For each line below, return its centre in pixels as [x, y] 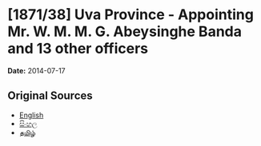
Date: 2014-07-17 [36, 70]
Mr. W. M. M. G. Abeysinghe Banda [124, 32]
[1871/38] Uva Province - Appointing [130, 15]
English [31, 115]
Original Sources [50, 96]
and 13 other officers [78, 49]
